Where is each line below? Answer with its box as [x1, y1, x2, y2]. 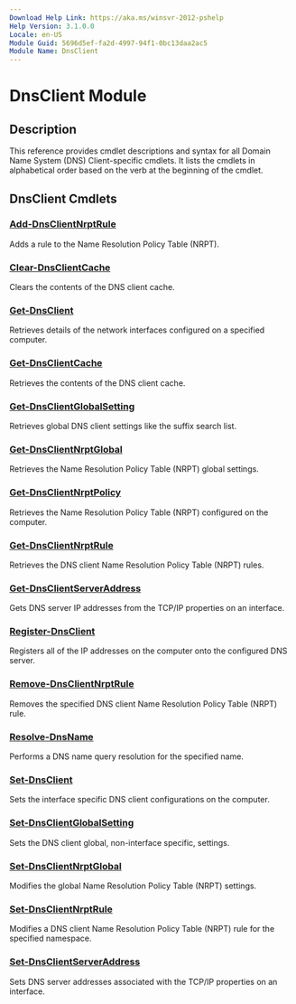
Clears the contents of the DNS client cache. [9, 282, 175, 293]
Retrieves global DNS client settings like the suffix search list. [9, 421, 237, 431]
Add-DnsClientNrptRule [9, 218, 116, 230]
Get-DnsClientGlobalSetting [9, 399, 135, 412]
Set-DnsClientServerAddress [9, 955, 141, 968]
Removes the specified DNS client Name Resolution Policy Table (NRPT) [9, 698, 278, 709]
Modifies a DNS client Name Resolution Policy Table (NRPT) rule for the [9, 924, 275, 934]
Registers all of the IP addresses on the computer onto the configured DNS [9, 645, 288, 656]
